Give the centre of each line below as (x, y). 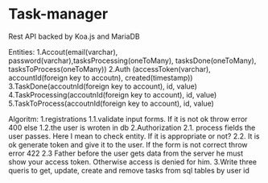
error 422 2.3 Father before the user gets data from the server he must (126, 153)
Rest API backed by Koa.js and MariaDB (74, 36)
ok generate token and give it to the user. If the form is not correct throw (128, 144)
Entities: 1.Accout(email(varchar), (63, 52)
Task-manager (58, 14)
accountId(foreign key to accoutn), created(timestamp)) (101, 77)
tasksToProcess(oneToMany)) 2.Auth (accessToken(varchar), (109, 69)
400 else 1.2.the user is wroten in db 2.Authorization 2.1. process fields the (132, 127)
